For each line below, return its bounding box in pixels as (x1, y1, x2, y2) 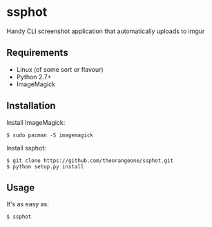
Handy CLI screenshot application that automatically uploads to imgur (6, 27, 205, 35)
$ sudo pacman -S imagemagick (6, 132, 94, 139)
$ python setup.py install (6, 163, 84, 170)
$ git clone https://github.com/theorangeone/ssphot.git (6, 157, 174, 164)
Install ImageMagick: (6, 118, 66, 126)
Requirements (6, 47, 68, 59)
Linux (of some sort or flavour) (16, 65, 104, 73)
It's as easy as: (6, 200, 49, 208)
